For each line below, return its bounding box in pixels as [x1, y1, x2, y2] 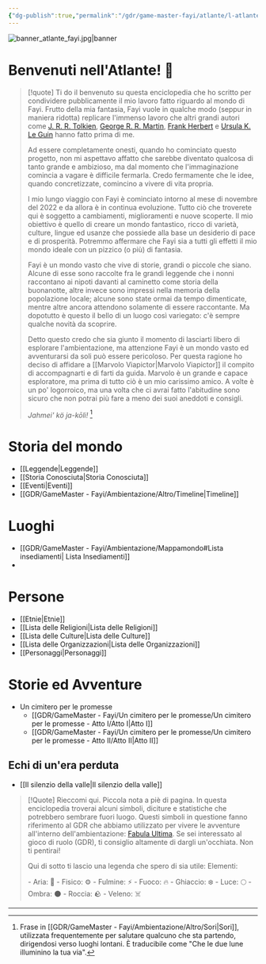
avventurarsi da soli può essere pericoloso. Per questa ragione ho [27, 351, 243, 361]
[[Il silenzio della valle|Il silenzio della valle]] [19, 779, 162, 789]
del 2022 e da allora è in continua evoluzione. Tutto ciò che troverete [27, 202, 253, 212]
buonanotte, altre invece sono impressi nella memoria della [27, 285, 220, 294]
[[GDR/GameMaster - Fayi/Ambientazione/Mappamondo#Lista [19, 543, 224, 553]
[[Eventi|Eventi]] [19, 481, 73, 490]
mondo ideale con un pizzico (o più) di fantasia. [27, 244, 184, 254]
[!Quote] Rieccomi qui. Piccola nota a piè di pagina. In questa [27, 795, 227, 805]
